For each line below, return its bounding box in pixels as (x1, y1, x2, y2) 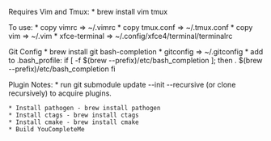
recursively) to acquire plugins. (8, 88, 112, 98)
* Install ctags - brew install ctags (8, 111, 139, 119)
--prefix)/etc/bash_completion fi (8, 64, 116, 74)
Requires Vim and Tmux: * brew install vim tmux (8, 7, 168, 16)
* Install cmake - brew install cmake (8, 118, 139, 126)
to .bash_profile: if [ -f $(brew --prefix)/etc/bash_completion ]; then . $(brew (8, 56, 263, 65)
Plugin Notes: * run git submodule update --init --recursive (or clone (8, 80, 236, 89)
